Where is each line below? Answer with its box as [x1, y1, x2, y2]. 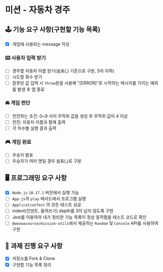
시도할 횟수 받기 [12, 74, 42, 80]
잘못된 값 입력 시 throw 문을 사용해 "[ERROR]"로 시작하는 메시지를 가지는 [12, 80, 149, 86]
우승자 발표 [12, 152, 34, 158]
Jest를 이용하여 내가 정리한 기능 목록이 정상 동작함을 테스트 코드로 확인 [12, 214, 147, 220]
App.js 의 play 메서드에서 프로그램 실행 [12, 196, 86, 202]
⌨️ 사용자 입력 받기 [5, 54, 46, 61]
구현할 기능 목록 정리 [12, 262, 52, 268]
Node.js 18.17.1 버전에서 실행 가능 [12, 190, 79, 196]
